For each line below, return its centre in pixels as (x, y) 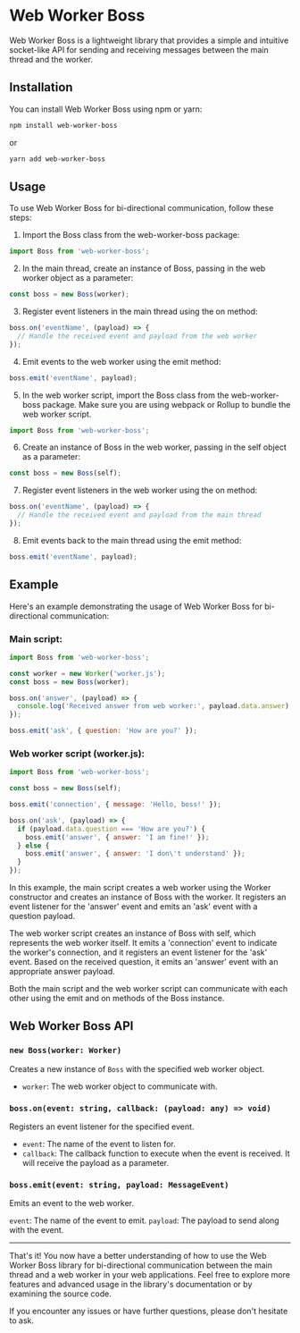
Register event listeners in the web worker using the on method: (140, 490)
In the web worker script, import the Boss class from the (125, 395)
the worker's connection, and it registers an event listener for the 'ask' (138, 952)
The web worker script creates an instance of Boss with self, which (133, 933)
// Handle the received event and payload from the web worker (137, 336)
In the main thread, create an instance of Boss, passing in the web (144, 268)
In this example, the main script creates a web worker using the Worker (140, 888)
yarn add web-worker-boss (57, 159)
